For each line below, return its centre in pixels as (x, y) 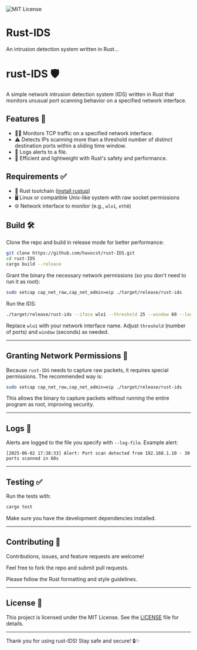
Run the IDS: (21, 303)
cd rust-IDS (21, 259)
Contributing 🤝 (33, 542)
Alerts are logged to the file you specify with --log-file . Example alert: (92, 443)
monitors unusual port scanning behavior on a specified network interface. (96, 100)
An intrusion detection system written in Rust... (62, 49)
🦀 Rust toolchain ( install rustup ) (52, 190)
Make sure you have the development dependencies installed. (81, 518)
